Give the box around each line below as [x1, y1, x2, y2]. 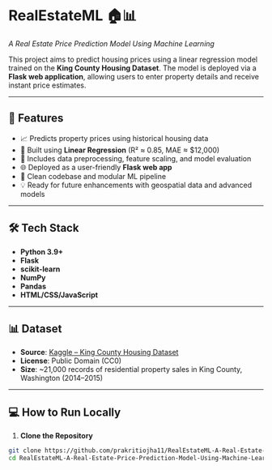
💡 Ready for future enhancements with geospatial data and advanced [19, 180, 253, 190]
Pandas [19, 281, 47, 291]
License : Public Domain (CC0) [19, 356, 122, 365]
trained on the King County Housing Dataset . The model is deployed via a [8, 62, 257, 73]
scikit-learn [19, 264, 61, 274]
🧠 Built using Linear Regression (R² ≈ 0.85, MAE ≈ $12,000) [19, 145, 220, 155]
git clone [8, 446, 42, 455]
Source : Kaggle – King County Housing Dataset [19, 348, 179, 357]
